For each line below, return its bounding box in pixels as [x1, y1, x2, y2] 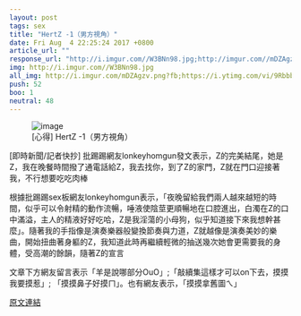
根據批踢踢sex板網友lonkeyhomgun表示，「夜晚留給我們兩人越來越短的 [9, 192, 270, 202]
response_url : [9, 55, 63, 64]
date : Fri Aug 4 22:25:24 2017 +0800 [9, 38, 154, 47]
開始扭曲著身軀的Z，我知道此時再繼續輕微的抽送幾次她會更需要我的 [24, 236, 273, 247]
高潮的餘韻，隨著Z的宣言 [32, 248, 125, 259]
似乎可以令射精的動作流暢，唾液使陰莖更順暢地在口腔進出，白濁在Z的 [24, 203, 281, 214]
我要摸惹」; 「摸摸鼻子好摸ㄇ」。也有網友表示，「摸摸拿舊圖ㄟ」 [9, 278, 242, 289]
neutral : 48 [9, 96, 54, 106]
